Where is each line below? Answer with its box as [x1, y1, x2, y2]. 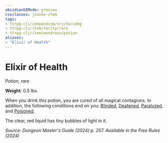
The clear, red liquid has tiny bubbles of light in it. [5, 117, 107, 123]
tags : [5, 16, 17, 21]
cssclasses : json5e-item [5, 12, 57, 17]
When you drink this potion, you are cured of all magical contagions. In [5, 97, 151, 103]
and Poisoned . [5, 108, 35, 114]
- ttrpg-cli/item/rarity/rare [5, 26, 69, 31]
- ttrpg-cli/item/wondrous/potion [5, 30, 78, 35]
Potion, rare [5, 78, 30, 84]
